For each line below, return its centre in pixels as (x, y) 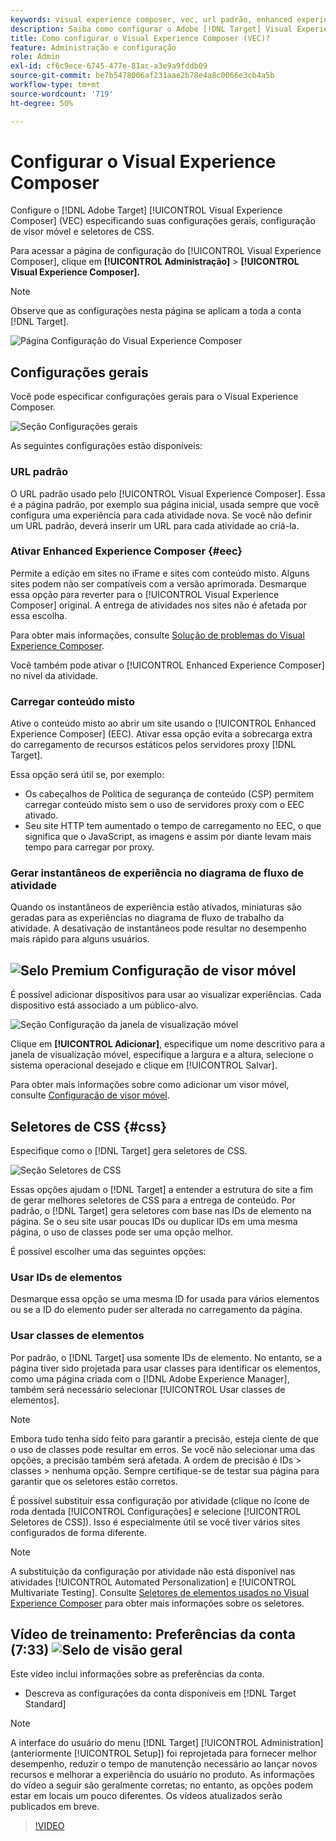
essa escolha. (39, 615)
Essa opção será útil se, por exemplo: (87, 775)
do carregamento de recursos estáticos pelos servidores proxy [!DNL (153, 745)
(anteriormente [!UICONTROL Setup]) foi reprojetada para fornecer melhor (163, 1753)
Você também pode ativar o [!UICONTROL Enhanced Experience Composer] (167, 665)
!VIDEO (49, 1826)
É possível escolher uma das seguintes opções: (108, 1252)
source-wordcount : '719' (62, 94)
